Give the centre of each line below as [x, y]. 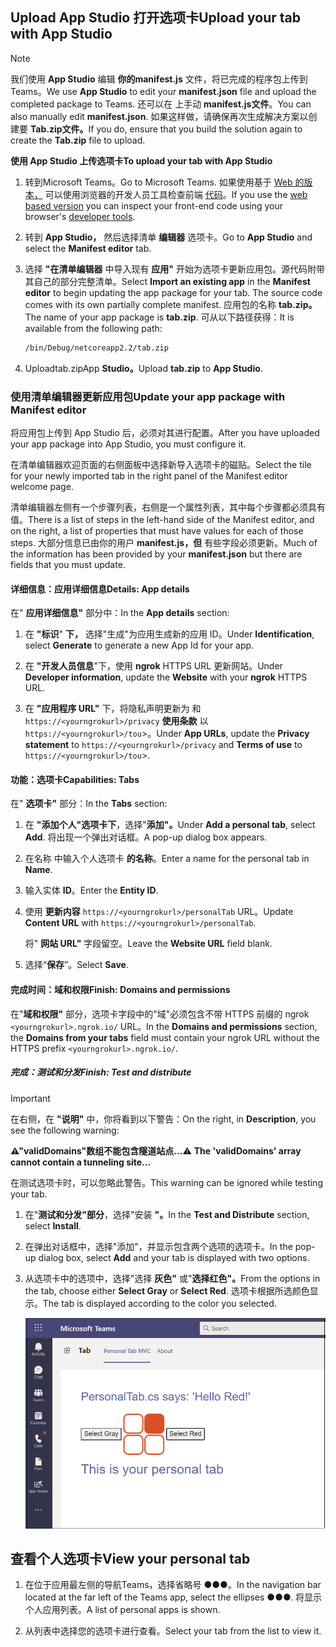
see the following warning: [65, 1130]
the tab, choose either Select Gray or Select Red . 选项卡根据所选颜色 [167, 1290]
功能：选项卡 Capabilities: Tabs [75, 779]
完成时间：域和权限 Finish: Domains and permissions [120, 989]
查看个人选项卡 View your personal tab [130, 1558]
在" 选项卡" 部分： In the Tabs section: [89, 804]
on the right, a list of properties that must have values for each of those [157, 530]
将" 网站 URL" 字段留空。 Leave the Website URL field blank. [148, 944]
